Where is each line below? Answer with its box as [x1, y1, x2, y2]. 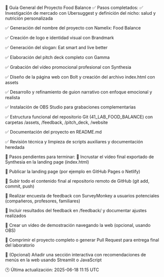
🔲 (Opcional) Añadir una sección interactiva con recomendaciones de [5, 252, 146, 257]
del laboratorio [5, 242, 35, 248]
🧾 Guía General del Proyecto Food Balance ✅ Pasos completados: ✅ [5, 5, 144, 10]
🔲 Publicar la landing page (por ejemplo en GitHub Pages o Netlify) [5, 168, 140, 174]
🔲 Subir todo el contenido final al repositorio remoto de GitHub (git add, [5, 178, 150, 184]
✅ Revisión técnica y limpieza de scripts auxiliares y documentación [5, 139, 143, 144]
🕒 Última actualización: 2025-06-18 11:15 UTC [5, 267, 99, 273]
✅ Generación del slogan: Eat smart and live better [5, 45, 108, 50]
